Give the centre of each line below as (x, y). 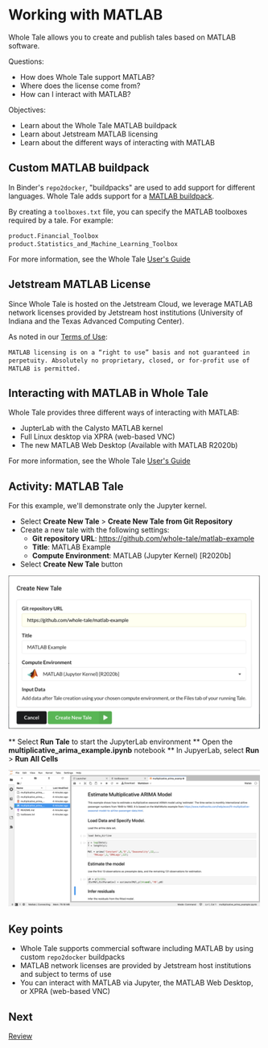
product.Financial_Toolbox (54, 236)
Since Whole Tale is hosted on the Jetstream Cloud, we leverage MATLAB (131, 303)
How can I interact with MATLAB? (75, 94)
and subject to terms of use (66, 975)
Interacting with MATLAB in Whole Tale (109, 393)
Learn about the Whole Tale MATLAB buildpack (98, 125)
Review (21, 1036)
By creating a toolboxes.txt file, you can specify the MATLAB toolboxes (128, 211)
